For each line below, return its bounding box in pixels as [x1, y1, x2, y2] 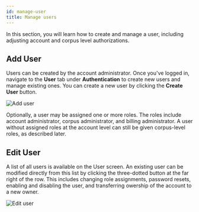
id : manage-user [6, 8, 46, 15]
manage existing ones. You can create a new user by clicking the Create [6, 82, 183, 89]
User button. [6, 88, 37, 95]
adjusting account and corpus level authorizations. [6, 37, 130, 44]
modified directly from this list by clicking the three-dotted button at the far [6, 169, 189, 176]
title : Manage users [6, 14, 57, 20]
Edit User [6, 147, 41, 158]
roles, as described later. [6, 130, 66, 137]
